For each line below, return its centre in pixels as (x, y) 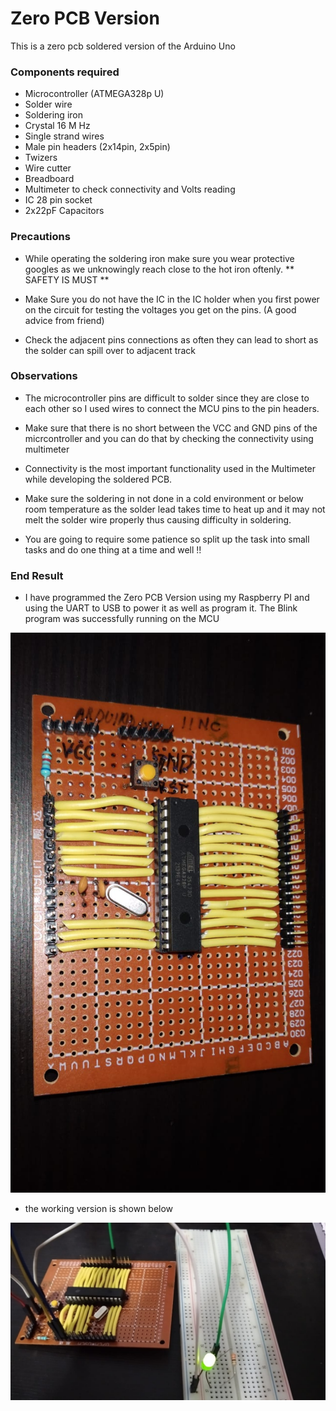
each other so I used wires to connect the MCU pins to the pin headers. (172, 408)
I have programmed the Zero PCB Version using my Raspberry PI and (167, 598)
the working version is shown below (99, 1209)
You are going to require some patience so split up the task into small (167, 539)
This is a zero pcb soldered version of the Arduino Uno (123, 46)
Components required (65, 72)
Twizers (41, 158)
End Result (37, 575)
